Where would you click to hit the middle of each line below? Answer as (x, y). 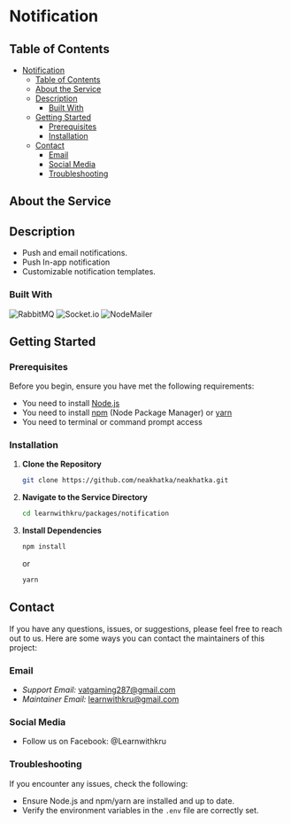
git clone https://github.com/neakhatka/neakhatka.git (125, 481)
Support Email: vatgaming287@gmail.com (99, 690)
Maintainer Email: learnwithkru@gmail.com (100, 699)
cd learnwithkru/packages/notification (96, 514)
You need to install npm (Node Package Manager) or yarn (127, 412)
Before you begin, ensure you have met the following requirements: (132, 386)
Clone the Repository (61, 464)
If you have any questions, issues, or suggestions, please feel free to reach (146, 628)
